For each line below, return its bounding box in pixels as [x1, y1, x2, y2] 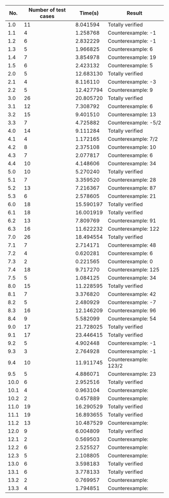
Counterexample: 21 [108, 193, 156, 200]
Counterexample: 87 [108, 184, 156, 191]
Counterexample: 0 [108, 258, 153, 265]
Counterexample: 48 [108, 242, 156, 248]
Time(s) [79, 10, 99, 17]
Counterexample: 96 [108, 307, 156, 314]
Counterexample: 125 [108, 266, 160, 273]
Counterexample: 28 [108, 176, 156, 183]
